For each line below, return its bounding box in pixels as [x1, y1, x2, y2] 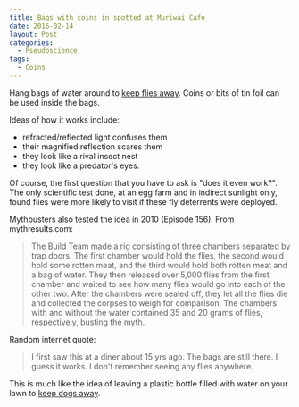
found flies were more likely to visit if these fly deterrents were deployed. [9, 196, 278, 207]
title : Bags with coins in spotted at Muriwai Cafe [9, 13, 205, 22]
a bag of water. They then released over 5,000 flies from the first [30, 269, 270, 280]
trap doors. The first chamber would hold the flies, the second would [30, 250, 284, 260]
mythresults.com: [9, 223, 74, 233]
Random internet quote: [9, 334, 96, 344]
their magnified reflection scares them [21, 140, 163, 152]
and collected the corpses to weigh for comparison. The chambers [30, 297, 278, 309]
